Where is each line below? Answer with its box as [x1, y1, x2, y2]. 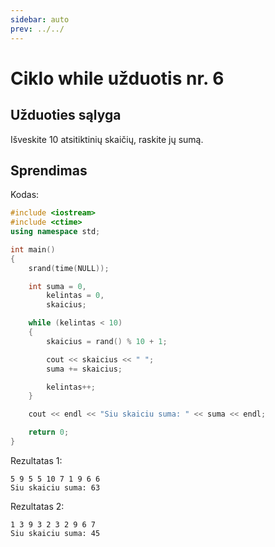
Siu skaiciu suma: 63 [10, 482, 101, 493]
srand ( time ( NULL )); [28, 263, 110, 273]
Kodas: [10, 189, 40, 201]
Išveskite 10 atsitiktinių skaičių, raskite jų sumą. [10, 133, 204, 145]
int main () [10, 244, 56, 255]
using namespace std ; [10, 227, 101, 237]
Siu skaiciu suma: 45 [10, 528, 101, 538]
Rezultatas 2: [10, 500, 65, 512]
